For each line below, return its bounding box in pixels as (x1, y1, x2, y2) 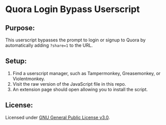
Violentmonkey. (12, 76, 46, 82)
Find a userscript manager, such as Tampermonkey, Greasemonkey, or (12, 70, 161, 76)
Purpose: (5, 24, 35, 32)
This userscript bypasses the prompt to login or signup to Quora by (5, 37, 146, 43)
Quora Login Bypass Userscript (5, 4, 140, 15)
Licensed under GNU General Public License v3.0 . (5, 114, 110, 120)
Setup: (5, 57, 27, 66)
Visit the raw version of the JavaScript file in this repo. (12, 81, 126, 87)
